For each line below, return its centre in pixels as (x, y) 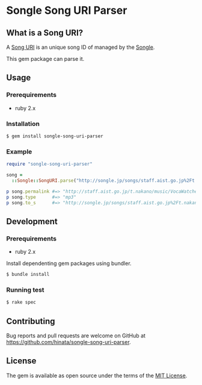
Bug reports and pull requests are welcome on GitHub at (76, 336)
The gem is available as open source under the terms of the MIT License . (97, 375)
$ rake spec (21, 302)
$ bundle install (28, 275)
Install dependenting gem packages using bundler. (69, 263)
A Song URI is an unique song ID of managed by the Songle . (81, 47)
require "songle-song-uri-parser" (50, 164)
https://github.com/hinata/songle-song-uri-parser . (69, 342)
